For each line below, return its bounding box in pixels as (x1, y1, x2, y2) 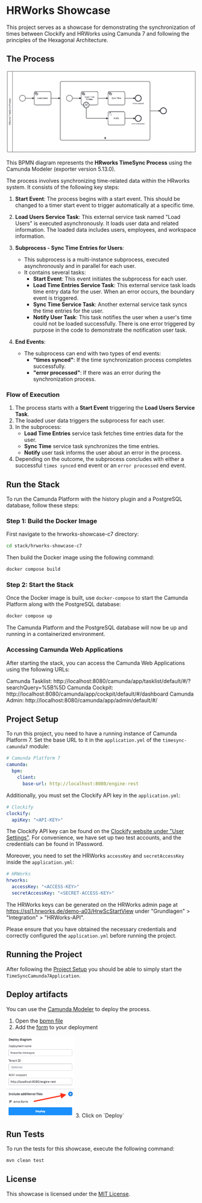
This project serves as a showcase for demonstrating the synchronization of (6, 24, 196, 31)
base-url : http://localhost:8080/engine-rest (22, 781, 139, 787)
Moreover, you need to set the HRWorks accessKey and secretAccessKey (6, 852, 185, 860)
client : (17, 775, 36, 781)
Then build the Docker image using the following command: (6, 554, 155, 561)
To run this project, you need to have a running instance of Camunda (6, 730, 177, 737)
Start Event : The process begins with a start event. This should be (14, 195, 180, 202)
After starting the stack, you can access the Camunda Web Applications (6, 659, 185, 667)
